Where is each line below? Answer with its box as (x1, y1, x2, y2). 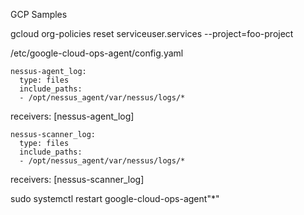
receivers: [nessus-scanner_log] (10, 174, 145, 185)
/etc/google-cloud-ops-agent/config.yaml (10, 47, 184, 59)
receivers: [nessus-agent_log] (10, 110, 135, 122)
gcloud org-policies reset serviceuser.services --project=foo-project (10, 28, 294, 39)
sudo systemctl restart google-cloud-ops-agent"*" (10, 193, 220, 204)
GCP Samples (10, 9, 68, 20)
